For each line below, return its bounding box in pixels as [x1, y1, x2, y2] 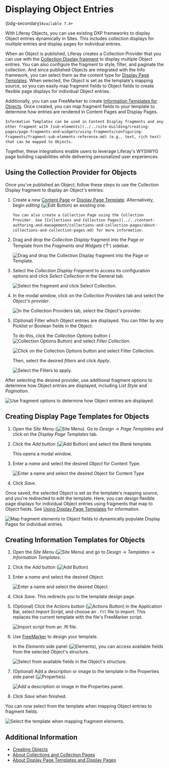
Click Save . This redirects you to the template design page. [12, 594, 136, 600]
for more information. [96, 227, 144, 233]
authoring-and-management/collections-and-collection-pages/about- [12, 222, 157, 228]
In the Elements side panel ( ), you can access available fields [12, 643, 163, 650]
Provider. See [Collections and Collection [12, 217, 106, 223]
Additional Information [5, 733, 78, 741]
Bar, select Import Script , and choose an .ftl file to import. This [12, 609, 146, 615]
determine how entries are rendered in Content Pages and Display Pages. [5, 109, 158, 115]
